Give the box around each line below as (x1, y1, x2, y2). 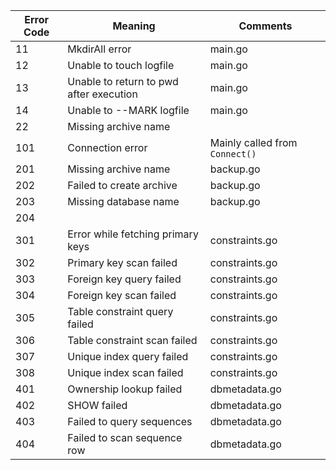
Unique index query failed (67, 350, 189, 363)
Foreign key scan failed (67, 289, 177, 302)
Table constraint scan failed (67, 334, 198, 347)
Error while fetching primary (67, 227, 199, 241)
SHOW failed (67, 399, 128, 412)
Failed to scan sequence (67, 431, 183, 444)
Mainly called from (209, 136, 298, 149)
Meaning (112, 19, 156, 33)
